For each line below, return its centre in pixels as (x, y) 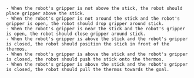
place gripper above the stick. (46, 13)
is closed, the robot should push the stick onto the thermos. (85, 59)
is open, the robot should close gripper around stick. (76, 34)
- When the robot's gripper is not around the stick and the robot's (93, 19)
